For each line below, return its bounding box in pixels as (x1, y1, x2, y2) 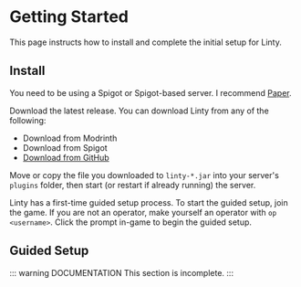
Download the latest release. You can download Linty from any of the (9, 105, 269, 116)
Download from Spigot (22, 142, 108, 153)
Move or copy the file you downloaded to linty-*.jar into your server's (9, 169, 280, 180)
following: (9, 114, 47, 125)
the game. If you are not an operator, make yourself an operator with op (9, 207, 277, 218)
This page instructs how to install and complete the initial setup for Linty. (9, 37, 283, 48)
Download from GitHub (22, 152, 109, 163)
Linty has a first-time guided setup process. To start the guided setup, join (9, 197, 289, 207)
